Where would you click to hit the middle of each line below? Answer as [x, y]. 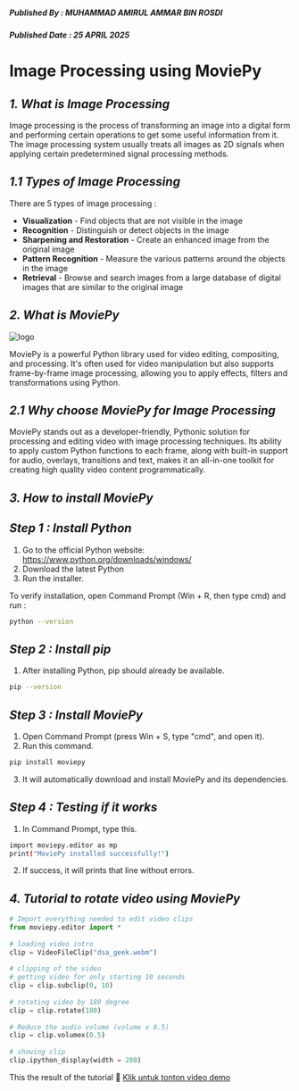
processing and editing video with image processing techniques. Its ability [145, 441]
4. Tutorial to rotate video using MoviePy [125, 899]
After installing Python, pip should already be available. [123, 670]
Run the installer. [53, 578]
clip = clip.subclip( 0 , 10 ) [62, 986]
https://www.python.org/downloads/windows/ [107, 559]
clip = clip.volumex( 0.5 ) [57, 1036]
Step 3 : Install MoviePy [76, 715]
